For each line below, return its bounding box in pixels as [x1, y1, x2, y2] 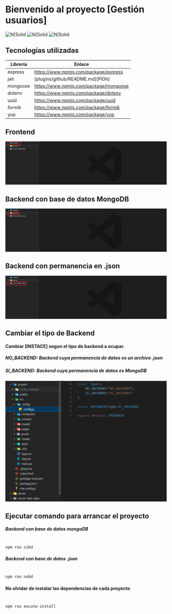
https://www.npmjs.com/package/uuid [34, 97, 116, 103]
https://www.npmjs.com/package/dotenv [34, 90, 121, 96]
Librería [10, 61, 27, 68]
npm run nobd [5, 574, 33, 579]
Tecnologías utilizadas [5, 46, 79, 55]
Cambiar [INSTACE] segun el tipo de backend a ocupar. [5, 343, 125, 349]
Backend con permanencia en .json [5, 262, 120, 271]
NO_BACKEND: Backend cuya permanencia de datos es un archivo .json [5, 355, 163, 361]
